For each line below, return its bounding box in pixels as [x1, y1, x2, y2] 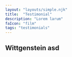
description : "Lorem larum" [5, 16, 64, 21]
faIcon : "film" [5, 21, 37, 26]
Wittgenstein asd [5, 44, 60, 52]
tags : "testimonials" [5, 26, 50, 30]
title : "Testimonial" [5, 12, 52, 17]
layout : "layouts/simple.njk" [5, 7, 68, 12]
